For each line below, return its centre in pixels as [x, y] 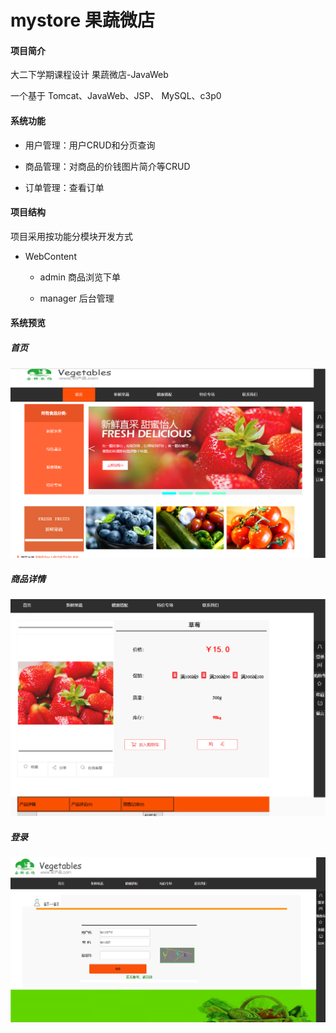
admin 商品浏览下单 [80, 277]
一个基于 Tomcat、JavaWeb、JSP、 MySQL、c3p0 [116, 96]
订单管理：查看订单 [64, 187]
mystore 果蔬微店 [82, 20]
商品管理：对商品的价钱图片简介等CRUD [107, 166]
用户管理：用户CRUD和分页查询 [90, 145]
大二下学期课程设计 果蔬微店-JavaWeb [89, 75]
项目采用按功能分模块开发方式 [71, 236]
